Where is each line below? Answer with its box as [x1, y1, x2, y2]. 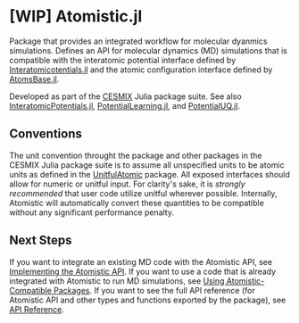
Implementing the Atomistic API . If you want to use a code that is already [9, 266, 277, 277]
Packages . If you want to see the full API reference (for [53, 285, 256, 295]
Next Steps [9, 233, 72, 248]
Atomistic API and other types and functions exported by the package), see [9, 294, 287, 305]
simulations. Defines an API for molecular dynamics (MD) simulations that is [9, 45, 287, 55]
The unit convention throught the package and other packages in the [9, 150, 262, 161]
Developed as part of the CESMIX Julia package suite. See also [9, 91, 243, 102]
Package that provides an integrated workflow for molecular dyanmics [9, 36, 268, 46]
